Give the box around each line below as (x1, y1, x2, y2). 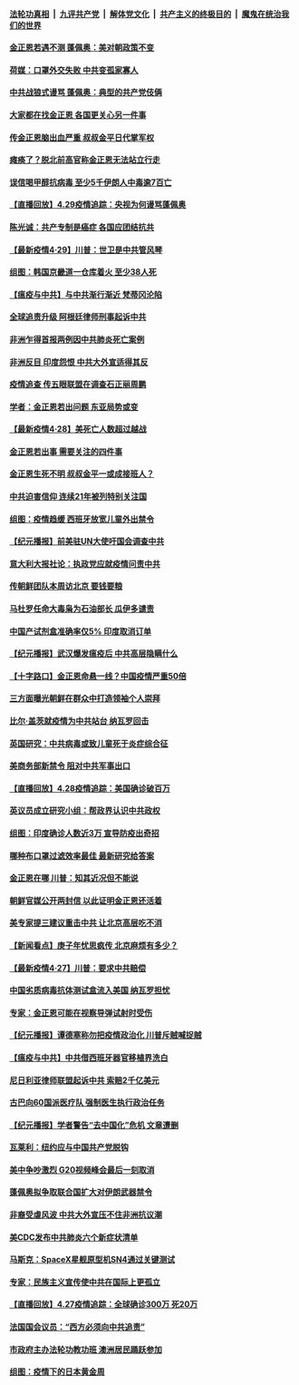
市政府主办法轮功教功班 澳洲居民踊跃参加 (9, 1343, 163, 1355)
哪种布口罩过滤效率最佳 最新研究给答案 (9, 850, 155, 861)
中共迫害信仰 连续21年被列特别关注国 (9, 491, 148, 502)
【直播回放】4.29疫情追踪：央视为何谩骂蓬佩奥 (9, 200, 187, 210)
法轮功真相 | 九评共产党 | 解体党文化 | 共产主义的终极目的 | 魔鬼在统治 (9, 8, 282, 19)
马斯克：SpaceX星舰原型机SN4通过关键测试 (9, 1254, 176, 1265)
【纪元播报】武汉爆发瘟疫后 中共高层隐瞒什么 (9, 649, 178, 659)
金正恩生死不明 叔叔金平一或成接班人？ (9, 468, 155, 480)
